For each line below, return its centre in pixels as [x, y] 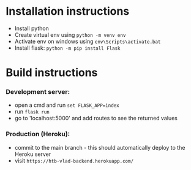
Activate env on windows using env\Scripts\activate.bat [88, 41]
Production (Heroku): [38, 134]
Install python [32, 28]
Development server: [38, 92]
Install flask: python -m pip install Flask [67, 48]
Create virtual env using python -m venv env [70, 34]
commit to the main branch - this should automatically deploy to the [100, 147]
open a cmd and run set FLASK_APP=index [67, 105]
